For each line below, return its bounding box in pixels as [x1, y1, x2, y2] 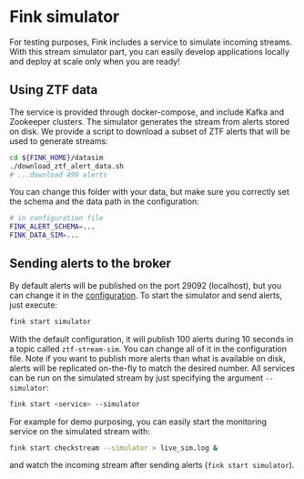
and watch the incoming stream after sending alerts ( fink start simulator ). [9, 460, 295, 471]
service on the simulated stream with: [9, 425, 150, 436]
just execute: [9, 299, 57, 311]
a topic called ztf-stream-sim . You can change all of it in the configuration [9, 343, 287, 354]
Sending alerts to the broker [9, 256, 171, 271]
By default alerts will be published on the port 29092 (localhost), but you [9, 280, 282, 290]
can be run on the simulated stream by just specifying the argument [9, 372, 264, 383]
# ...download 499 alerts [9, 170, 107, 179]
